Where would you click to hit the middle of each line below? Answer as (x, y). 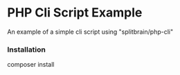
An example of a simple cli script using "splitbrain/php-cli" (90, 32)
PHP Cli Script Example (75, 13)
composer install (31, 65)
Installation (27, 50)
